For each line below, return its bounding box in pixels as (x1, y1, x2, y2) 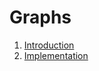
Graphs (9, 6, 72, 29)
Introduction (23, 39, 75, 51)
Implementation (23, 49, 89, 61)
